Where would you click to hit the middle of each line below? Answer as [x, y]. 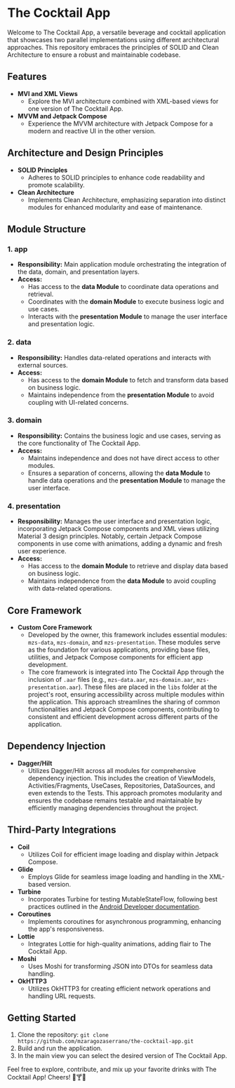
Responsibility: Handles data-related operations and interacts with [114, 357]
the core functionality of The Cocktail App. [79, 443]
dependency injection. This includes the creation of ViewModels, [122, 778]
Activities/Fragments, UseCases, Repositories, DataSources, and [121, 785]
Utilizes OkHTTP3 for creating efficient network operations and [119, 988]
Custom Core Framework [55, 627]
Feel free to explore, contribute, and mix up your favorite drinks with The [112, 1069]
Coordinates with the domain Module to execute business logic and [126, 302]
